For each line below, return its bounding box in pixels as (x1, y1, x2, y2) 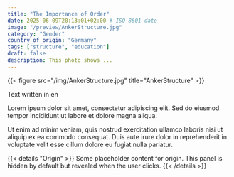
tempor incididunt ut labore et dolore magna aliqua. (7, 111, 158, 119)
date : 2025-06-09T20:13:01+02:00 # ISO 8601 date (7, 17, 158, 24)
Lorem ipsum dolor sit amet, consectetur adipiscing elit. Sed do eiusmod (7, 104, 220, 112)
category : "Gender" (7, 30, 65, 38)
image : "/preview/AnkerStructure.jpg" (7, 23, 122, 31)
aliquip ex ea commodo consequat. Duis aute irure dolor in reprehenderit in (7, 132, 228, 141)
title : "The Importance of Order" (7, 10, 110, 18)
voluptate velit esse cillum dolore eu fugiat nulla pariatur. (7, 140, 173, 149)
